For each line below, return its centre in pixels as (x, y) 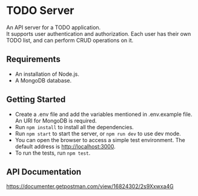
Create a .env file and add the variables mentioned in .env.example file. (104, 114)
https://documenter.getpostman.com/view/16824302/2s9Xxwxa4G (90, 186)
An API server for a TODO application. (54, 27)
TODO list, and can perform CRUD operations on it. (70, 40)
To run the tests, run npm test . (53, 153)
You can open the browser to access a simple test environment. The (100, 140)
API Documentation (44, 171)
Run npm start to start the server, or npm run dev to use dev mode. (98, 133)
